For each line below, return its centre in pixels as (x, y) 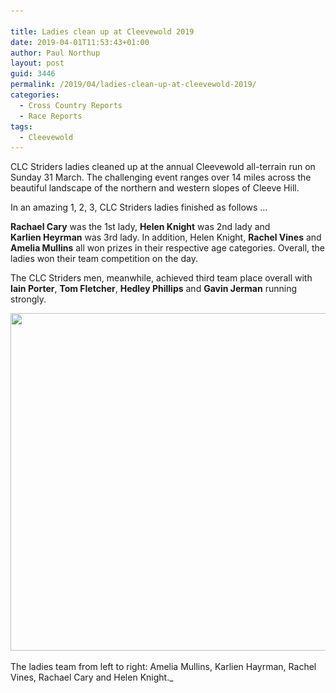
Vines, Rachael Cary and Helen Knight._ (92, 677)
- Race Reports (51, 116)
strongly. (28, 299)
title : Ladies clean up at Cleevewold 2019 (102, 31)
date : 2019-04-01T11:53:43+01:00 (80, 42)
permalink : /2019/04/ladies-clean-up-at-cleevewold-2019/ (133, 85)
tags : (21, 126)
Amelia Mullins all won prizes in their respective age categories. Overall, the (168, 248)
